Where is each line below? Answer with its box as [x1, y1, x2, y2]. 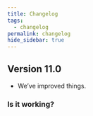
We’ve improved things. [17, 81, 87, 90]
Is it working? [7, 99, 55, 109]
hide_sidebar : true [7, 37, 65, 44]
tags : [7, 17, 23, 24]
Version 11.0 [7, 63, 62, 75]
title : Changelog [7, 10, 58, 18]
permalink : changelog [7, 30, 71, 37]
